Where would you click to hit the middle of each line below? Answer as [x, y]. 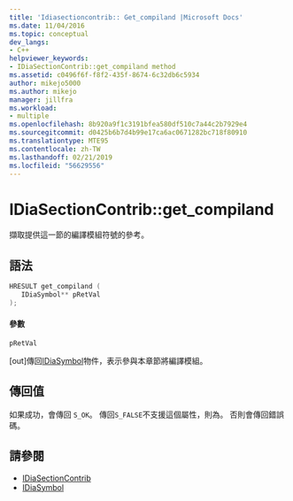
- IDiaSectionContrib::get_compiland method [93, 67]
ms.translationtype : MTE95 [59, 141]
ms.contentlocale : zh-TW [55, 149]
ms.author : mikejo [43, 91]
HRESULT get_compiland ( [55, 287]
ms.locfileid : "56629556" [57, 166]
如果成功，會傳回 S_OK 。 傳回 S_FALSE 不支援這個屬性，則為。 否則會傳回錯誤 [147, 414]
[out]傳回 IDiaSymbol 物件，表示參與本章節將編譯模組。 [108, 360]
